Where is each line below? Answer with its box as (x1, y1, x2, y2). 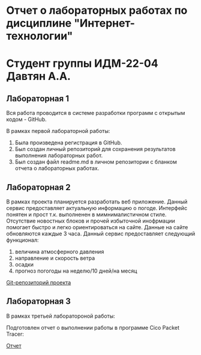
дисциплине (6, 16, 72, 30)
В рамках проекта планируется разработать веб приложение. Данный (6, 198, 188, 205)
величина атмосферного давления (14, 248, 104, 255)
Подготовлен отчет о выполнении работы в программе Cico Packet (6, 324, 180, 331)
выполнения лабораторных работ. (14, 152, 103, 159)
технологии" (6, 29, 73, 43)
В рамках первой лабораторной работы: (6, 128, 110, 135)
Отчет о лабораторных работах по (6, 4, 188, 17)
